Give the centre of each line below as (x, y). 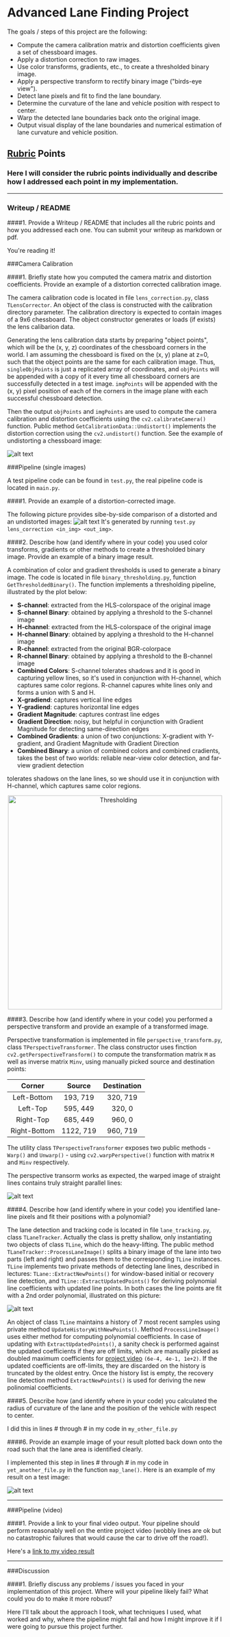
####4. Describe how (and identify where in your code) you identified (106, 1209)
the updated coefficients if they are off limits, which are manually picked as (113, 1351)
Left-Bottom (33, 1097)
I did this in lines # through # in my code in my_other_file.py (92, 1428)
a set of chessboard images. (57, 52)
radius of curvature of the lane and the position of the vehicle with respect (112, 1408)
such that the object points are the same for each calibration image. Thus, (111, 362)
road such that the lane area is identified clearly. (75, 1449)
